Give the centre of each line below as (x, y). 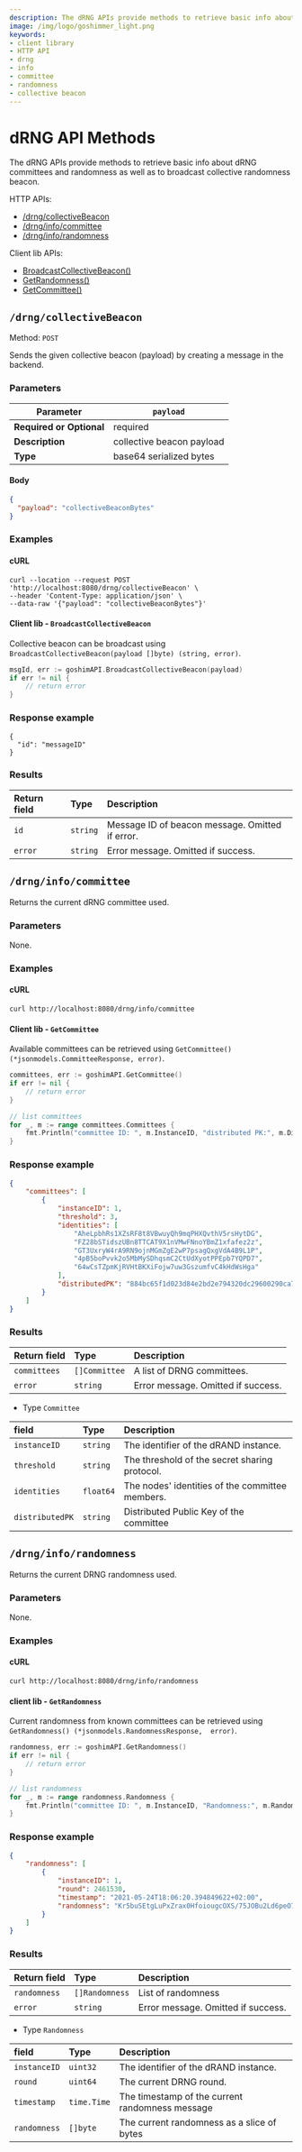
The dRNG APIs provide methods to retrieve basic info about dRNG (133, 162)
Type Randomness (53, 2029)
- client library (42, 43)
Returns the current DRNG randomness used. (93, 1574)
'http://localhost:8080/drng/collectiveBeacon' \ (104, 588)
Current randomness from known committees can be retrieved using (136, 1721)
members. (145, 1497)
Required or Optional (59, 426)
